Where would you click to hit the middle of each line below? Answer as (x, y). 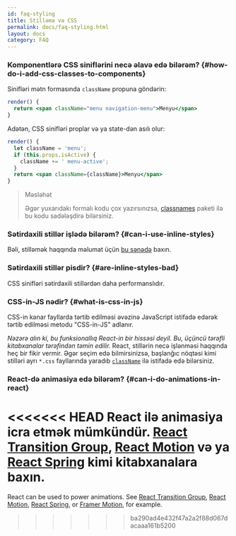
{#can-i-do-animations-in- (173, 379)
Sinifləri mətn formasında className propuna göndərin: (87, 89)
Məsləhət (38, 194)
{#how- (214, 65)
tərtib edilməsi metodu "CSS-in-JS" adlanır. (71, 325)
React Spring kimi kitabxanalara (102, 462)
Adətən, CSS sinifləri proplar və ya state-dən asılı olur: (86, 129)
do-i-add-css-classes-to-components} (77, 74)
